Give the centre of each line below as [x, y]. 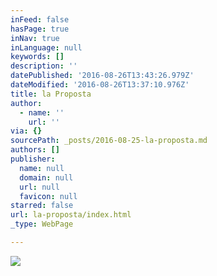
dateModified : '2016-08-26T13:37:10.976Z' [100, 85]
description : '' [44, 66]
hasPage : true [40, 29]
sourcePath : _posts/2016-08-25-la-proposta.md [109, 141]
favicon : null [48, 196]
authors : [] [35, 150]
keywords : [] [37, 57]
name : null [42, 168]
